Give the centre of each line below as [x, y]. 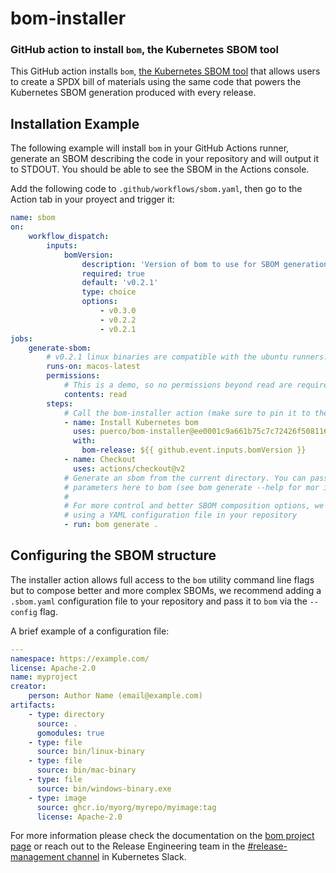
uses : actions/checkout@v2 [129, 468]
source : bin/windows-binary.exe [104, 788]
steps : [60, 403]
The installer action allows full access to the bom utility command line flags [162, 579]
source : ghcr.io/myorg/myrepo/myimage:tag [126, 807]
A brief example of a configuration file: [90, 631]
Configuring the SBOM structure [113, 555]
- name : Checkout [100, 460]
